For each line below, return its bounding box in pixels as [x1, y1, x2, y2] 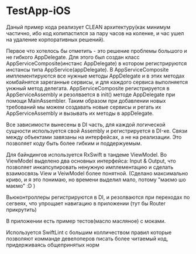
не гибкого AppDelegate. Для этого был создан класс [6, 53, 140, 60]
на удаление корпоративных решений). [6, 36, 105, 43]
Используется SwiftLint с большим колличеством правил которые [6, 229, 172, 236]
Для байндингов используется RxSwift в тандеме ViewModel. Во [6, 151, 167, 158]
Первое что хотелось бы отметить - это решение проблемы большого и [6, 47, 187, 54]
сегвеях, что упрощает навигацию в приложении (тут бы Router [6, 199, 166, 206]
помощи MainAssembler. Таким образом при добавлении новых [6, 97, 166, 104]
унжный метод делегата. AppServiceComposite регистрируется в [6, 84, 170, 92]
